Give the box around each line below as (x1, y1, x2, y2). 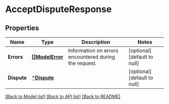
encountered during (68, 54, 115, 60)
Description (81, 39, 111, 45)
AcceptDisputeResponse (5, 4, 112, 15)
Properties (5, 24, 39, 32)
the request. (68, 60, 97, 67)
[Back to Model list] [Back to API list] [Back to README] (5, 93, 121, 99)
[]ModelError (32, 54, 64, 60)
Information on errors (68, 47, 119, 54)
